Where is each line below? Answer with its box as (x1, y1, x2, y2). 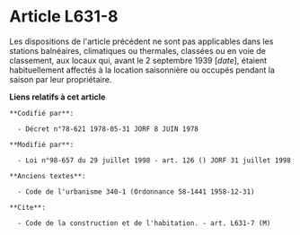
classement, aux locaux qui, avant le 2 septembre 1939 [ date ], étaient (9, 55, 268, 65)
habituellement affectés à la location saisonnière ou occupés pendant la (9, 65, 276, 75)
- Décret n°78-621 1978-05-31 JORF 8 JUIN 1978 (17, 124, 199, 134)
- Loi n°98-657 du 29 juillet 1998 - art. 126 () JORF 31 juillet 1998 (17, 155, 292, 165)
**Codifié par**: (9, 109, 75, 117)
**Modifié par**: (9, 140, 75, 149)
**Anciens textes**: (9, 171, 87, 180)
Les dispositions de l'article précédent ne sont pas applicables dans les (9, 36, 274, 47)
